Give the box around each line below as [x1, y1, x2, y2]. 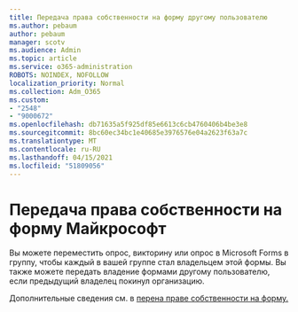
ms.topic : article [9, 54, 77, 63]
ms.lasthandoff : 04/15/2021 [9, 152, 114, 162]
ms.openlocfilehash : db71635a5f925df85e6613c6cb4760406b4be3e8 [9, 121, 248, 129]
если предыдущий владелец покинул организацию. [9, 276, 206, 286]
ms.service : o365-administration [9, 63, 133, 72]
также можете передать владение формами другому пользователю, [9, 267, 271, 277]
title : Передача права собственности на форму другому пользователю [9, 12, 268, 22]
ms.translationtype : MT [9, 136, 98, 145]
